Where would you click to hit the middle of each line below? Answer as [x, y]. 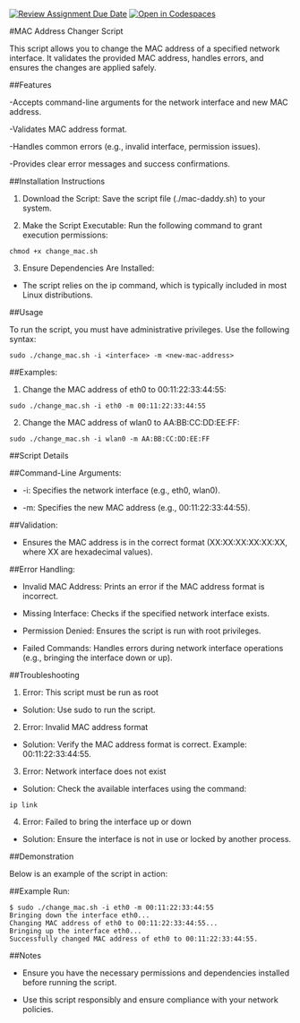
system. [37, 208]
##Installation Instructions [57, 181]
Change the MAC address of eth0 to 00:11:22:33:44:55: [124, 389]
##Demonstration [42, 856]
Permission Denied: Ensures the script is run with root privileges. [141, 631]
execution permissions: [65, 235]
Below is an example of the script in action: [89, 874]
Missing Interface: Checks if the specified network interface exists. [146, 613]
